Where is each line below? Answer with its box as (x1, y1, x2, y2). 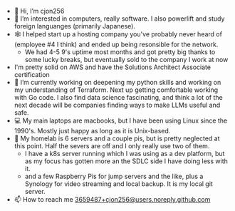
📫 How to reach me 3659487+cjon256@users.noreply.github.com (14, 195, 211, 203)
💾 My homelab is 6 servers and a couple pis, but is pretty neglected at (14, 134, 220, 143)
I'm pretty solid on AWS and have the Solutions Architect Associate (14, 63, 211, 71)
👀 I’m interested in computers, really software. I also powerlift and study (14, 14, 225, 23)
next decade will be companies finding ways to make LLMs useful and (14, 101, 221, 109)
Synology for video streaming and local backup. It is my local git (24, 180, 214, 188)
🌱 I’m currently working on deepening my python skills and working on (14, 78, 221, 86)
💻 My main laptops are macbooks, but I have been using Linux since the (14, 116, 228, 125)
